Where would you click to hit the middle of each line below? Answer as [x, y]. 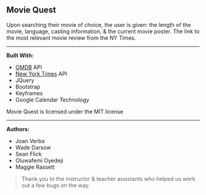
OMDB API [29, 67]
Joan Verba [30, 141]
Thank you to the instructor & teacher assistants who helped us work [108, 178]
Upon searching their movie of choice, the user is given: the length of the [99, 24]
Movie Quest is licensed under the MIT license [65, 111]
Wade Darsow [33, 147]
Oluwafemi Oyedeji [39, 160]
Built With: [20, 55]
